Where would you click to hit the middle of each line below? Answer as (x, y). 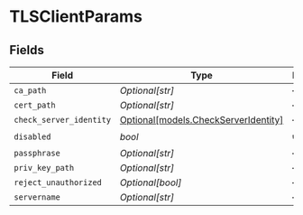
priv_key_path (44, 168)
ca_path (30, 91)
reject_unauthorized (58, 182)
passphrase (37, 153)
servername (37, 197)
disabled (32, 136)
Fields (27, 50)
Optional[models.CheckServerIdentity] (202, 120)
